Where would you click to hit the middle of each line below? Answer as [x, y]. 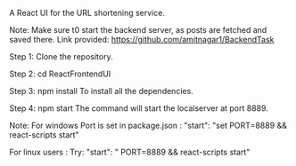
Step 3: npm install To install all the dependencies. [101, 91]
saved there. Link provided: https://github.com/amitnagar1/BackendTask [142, 40]
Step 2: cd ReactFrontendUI [60, 74]
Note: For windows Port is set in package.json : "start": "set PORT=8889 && [148, 125]
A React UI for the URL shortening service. [87, 13]
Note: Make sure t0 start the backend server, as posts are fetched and [138, 30]
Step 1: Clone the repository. [61, 56]
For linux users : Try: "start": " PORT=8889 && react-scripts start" [130, 152]
